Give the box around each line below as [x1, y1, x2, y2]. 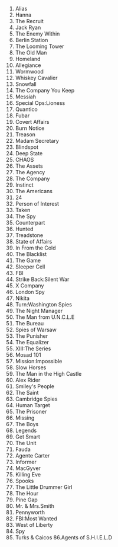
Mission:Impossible [15, 358, 63, 364]
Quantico [15, 106, 38, 113]
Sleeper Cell [15, 263, 45, 270]
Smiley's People [15, 383, 55, 390]
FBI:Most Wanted [15, 515, 58, 522]
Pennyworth [15, 509, 45, 516]
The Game [15, 257, 41, 264]
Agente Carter [15, 452, 50, 459]
